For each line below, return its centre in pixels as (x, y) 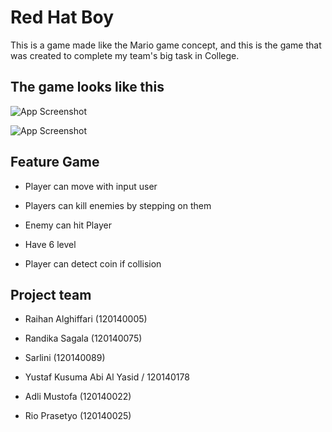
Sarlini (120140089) (65, 358)
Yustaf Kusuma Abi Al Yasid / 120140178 (107, 377)
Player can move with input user (91, 186)
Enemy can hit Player (68, 225)
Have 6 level (50, 244)
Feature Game (55, 162)
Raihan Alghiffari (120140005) (86, 319)
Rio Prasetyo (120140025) (78, 416)
